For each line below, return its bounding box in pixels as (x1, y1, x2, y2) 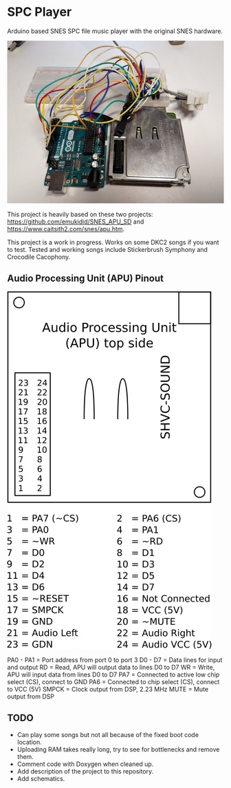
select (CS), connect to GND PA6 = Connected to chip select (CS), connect (7, 677, 220, 685)
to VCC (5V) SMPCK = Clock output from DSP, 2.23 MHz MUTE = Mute (7, 685, 208, 693)
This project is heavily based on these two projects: (7, 210, 153, 218)
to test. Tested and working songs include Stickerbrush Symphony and (7, 245, 208, 253)
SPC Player (7, 4, 72, 20)
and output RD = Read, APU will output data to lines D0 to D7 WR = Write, (7, 663, 215, 671)
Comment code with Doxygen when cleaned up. (16, 760, 154, 768)
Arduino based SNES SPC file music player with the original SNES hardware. (7, 27, 223, 35)
